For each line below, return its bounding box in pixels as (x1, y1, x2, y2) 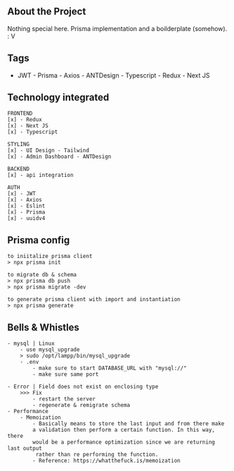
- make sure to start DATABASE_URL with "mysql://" (32, 365, 188, 372)
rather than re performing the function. (35, 451, 159, 458)
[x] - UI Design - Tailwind (7, 147, 90, 154)
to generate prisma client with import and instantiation (7, 296, 181, 303)
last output (7, 445, 42, 452)
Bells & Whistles (7, 321, 79, 334)
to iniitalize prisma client (7, 253, 93, 260)
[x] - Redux (7, 116, 42, 123)
